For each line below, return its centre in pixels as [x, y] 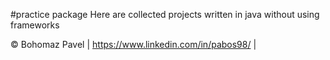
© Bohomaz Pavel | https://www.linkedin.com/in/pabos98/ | [133, 44]
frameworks [35, 25]
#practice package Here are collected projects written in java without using [165, 14]
